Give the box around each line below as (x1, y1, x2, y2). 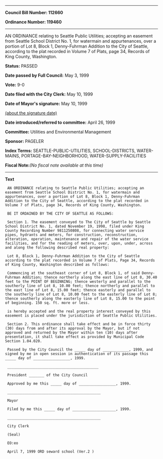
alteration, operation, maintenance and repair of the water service (5, 237, 149, 241)
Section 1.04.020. (5, 339, 42, 343)
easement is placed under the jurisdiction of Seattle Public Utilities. (5, 313, 158, 318)
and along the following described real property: (5, 245, 110, 250)
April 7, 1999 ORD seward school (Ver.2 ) (7, 449, 95, 454)
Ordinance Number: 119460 (5, 19, 62, 25)
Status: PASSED (5, 63, 38, 68)
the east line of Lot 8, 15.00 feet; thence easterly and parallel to (5, 288, 151, 292)
